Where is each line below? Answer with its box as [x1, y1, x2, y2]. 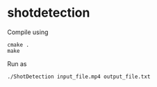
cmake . [7, 41, 30, 48]
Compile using [7, 28, 49, 36]
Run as [7, 59, 27, 68]
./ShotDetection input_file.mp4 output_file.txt [7, 73, 151, 80]
